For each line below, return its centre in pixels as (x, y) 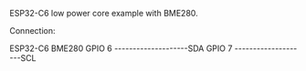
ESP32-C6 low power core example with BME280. (104, 13)
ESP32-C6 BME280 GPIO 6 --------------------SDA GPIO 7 (121, 48)
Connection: (32, 30)
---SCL (23, 58)
